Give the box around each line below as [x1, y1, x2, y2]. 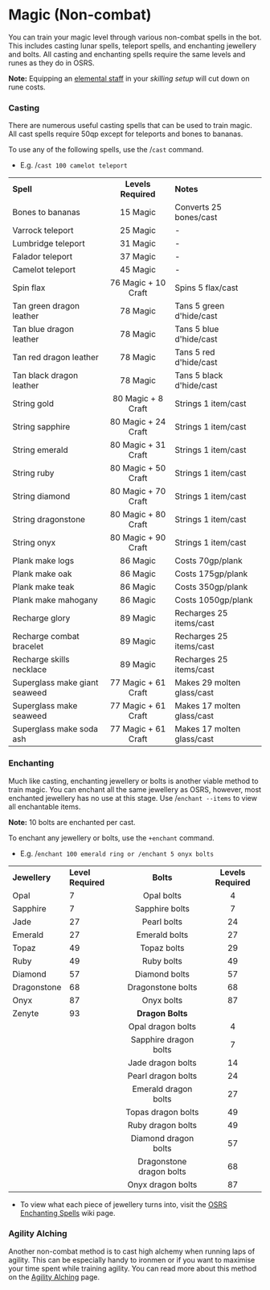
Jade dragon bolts [128, 1057, 197, 1068]
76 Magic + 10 [109, 277, 166, 288]
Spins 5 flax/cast [174, 282, 239, 293]
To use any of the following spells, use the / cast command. [8, 145, 204, 155]
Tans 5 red [174, 346, 215, 358]
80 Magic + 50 [109, 462, 166, 474]
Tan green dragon [12, 301, 80, 312]
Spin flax [12, 282, 46, 293]
